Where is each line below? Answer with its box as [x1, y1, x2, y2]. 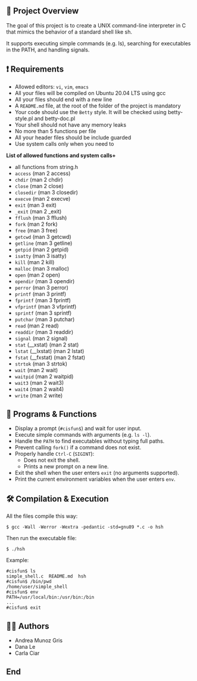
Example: [6, 557, 29, 564]
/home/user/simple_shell [6, 584, 68, 590]
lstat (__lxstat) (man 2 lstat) [14, 347, 85, 354]
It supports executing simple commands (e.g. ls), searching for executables [6, 39, 192, 47]
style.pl [14, 115, 33, 122]
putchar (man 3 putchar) [14, 315, 75, 323]
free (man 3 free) [14, 226, 58, 234]
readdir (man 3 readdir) [14, 328, 73, 335]
